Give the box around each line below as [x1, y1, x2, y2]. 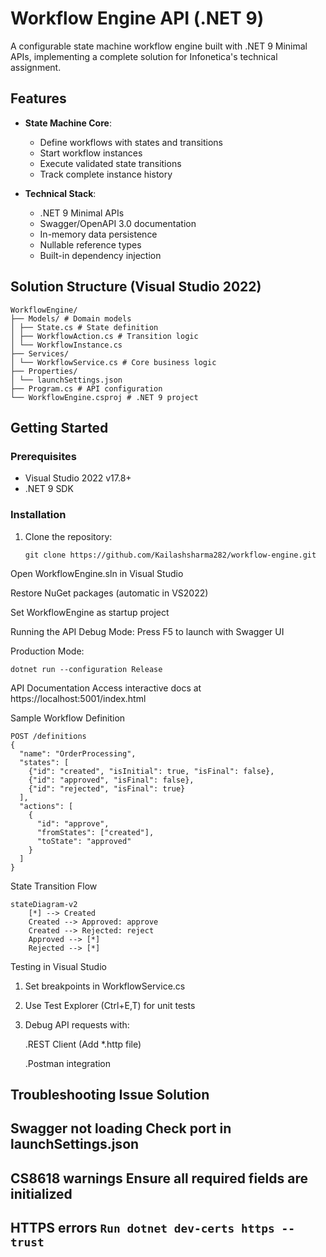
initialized [10, 1185, 73, 1202]
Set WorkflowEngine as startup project [10, 606, 170, 618]
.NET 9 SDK [24, 483, 74, 495]
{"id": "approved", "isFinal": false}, [28, 775, 195, 785]
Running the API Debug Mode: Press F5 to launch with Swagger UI [10, 625, 285, 637]
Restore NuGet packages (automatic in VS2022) [10, 587, 209, 599]
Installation [10, 508, 67, 522]
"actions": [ [19, 801, 74, 811]
